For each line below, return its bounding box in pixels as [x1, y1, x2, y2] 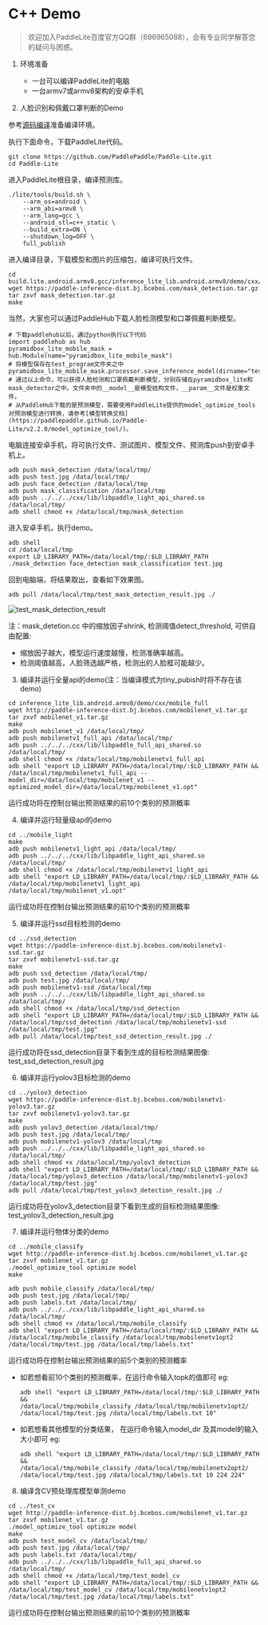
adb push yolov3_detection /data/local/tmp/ [8, 1123, 159, 1131]
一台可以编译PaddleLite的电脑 [31, 76, 130, 85]
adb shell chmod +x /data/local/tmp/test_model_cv [8, 1572, 180, 1580]
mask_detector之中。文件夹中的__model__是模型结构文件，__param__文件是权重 [8, 384, 244, 392]
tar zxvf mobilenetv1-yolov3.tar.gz [8, 1110, 130, 1118]
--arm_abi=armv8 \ [22, 204, 84, 212]
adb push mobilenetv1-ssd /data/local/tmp [8, 983, 152, 992]
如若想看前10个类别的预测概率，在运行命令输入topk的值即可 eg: [19, 1372, 230, 1382]
